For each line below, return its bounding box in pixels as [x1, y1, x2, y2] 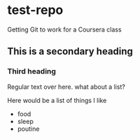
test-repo [7, 2, 64, 18]
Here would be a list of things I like [7, 96, 107, 104]
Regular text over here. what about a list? [7, 83, 126, 91]
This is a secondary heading [7, 45, 133, 57]
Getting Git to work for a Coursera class [7, 25, 122, 34]
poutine [17, 125, 40, 133]
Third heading [7, 66, 56, 76]
